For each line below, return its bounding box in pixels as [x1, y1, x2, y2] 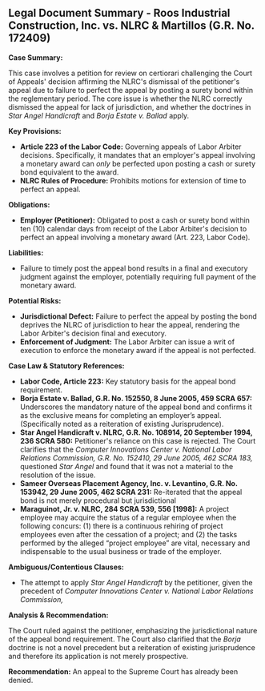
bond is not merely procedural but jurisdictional [19, 496, 176, 505]
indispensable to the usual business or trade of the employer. [19, 546, 222, 556]
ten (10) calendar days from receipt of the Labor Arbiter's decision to [19, 223, 247, 233]
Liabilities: [8, 247, 44, 257]
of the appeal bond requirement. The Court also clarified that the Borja [8, 634, 242, 644]
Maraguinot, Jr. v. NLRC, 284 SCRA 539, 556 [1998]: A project [19, 504, 230, 513]
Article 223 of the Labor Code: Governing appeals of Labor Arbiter [19, 142, 242, 151]
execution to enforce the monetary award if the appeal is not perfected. [19, 345, 256, 355]
